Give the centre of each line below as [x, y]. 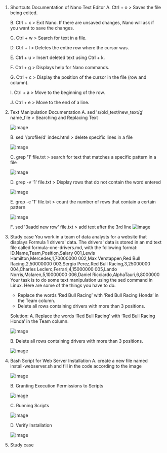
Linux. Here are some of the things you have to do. [63, 285]
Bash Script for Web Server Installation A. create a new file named [79, 361]
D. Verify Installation [31, 425]
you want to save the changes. [42, 28]
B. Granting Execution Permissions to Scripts [57, 386]
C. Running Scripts [30, 405]
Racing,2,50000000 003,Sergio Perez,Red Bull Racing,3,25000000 [80, 264]
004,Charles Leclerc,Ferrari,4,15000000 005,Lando [64, 269]
